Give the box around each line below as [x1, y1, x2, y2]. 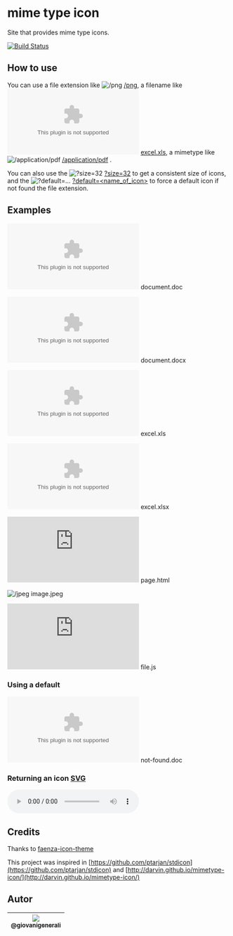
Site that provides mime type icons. [7, 28, 110, 37]
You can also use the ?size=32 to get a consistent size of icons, [7, 169, 227, 177]
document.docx [140, 356, 186, 364]
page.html [140, 576, 170, 584]
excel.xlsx [140, 502, 170, 510]
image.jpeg [30, 589, 63, 598]
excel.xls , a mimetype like [140, 147, 215, 156]
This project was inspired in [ [7, 858, 91, 866]
